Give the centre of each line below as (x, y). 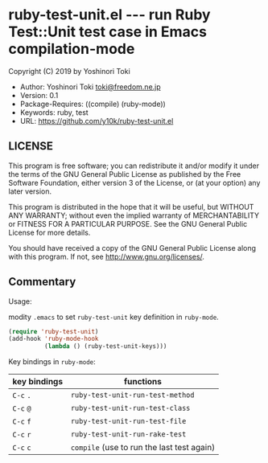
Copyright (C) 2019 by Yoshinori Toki (69, 71)
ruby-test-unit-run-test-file (128, 421)
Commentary (42, 282)
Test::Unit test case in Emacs (108, 32)
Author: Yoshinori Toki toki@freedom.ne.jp (90, 87)
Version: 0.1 (39, 95)
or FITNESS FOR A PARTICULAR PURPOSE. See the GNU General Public (128, 223)
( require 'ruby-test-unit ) (54, 331)
